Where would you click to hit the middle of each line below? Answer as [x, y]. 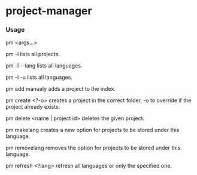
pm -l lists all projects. [33, 54]
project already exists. [33, 107]
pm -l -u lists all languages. [39, 77]
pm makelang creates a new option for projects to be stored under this [93, 130]
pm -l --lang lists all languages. [44, 66]
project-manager [49, 11]
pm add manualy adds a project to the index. [61, 89]
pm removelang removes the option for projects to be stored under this [93, 148]
